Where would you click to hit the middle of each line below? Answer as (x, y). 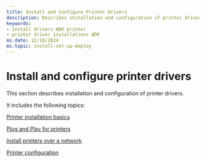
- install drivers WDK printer (46, 29)
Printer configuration (32, 152)
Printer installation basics (38, 117)
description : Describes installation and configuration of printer (94, 18)
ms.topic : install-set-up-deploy (49, 46)
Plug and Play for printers (38, 128)
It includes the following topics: (46, 105)
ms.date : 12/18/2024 (33, 40)
